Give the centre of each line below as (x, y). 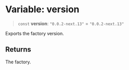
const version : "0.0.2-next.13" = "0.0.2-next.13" (71, 24)
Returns (18, 50)
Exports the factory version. (35, 33)
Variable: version (42, 9)
